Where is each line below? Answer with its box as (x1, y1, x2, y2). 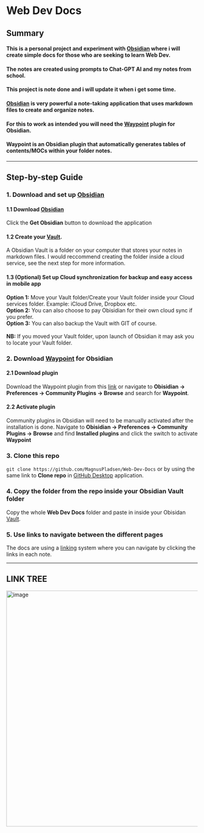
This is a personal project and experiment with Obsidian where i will (6, 45, 180, 52)
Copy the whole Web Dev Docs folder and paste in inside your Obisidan (6, 509, 186, 516)
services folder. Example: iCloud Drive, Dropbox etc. (6, 300, 137, 307)
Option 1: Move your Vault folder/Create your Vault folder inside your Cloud (6, 293, 194, 301)
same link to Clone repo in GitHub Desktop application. (6, 472, 144, 479)
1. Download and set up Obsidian (6, 190, 104, 199)
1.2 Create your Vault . (6, 233, 63, 240)
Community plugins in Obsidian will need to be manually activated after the (6, 417, 194, 424)
